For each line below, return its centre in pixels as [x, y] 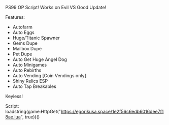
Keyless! [14, 96]
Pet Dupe [22, 54]
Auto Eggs [23, 32]
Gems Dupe [25, 43]
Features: [15, 17]
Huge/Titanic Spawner [36, 38]
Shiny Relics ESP [30, 81]
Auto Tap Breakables [35, 86]
